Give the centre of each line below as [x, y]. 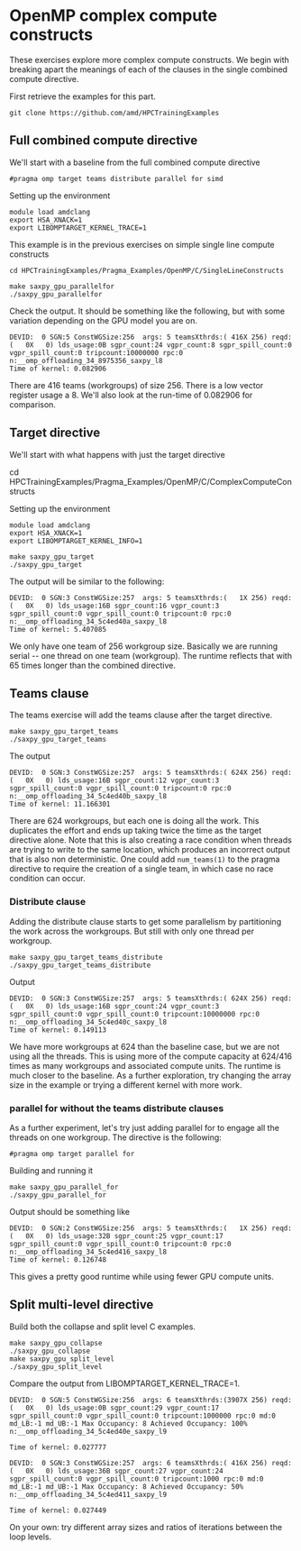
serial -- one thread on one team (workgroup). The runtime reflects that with [151, 655]
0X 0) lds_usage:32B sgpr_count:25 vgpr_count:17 [124, 1236]
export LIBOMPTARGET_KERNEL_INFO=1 [76, 541]
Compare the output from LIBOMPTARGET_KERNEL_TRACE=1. [125, 1383]
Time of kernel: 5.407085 [58, 629]
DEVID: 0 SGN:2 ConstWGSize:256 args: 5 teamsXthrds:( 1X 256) [139, 1228]
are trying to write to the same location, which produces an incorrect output [150, 850]
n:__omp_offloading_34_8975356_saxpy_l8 [87, 360]
